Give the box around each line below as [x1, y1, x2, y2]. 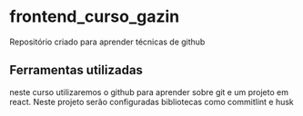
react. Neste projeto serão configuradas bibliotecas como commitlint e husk [9, 96, 294, 107]
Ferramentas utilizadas [9, 63, 144, 78]
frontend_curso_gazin [9, 6, 180, 27]
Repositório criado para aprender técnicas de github [9, 36, 206, 47]
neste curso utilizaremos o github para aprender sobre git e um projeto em [9, 86, 289, 97]
